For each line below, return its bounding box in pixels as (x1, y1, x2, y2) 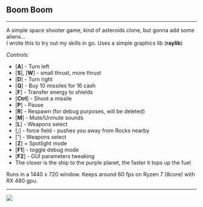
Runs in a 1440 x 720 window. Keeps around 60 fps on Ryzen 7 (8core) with (6, 170, 195, 177)
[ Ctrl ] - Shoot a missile (14, 95, 72, 102)
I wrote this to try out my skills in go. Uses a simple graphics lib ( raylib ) (6, 39, 183, 46)
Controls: (6, 51, 29, 58)
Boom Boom (6, 5, 53, 15)
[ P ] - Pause (14, 101, 44, 108)
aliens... (6, 33, 26, 40)
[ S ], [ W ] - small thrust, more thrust (14, 69, 101, 76)
